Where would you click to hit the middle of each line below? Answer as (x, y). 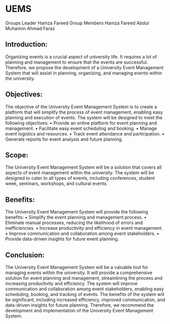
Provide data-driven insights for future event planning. (62, 239)
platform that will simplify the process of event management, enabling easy (84, 112)
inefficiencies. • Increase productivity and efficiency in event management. (84, 228)
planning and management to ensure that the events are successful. (77, 62)
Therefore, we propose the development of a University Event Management (84, 67)
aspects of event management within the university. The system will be (80, 173)
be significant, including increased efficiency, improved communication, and (85, 300)
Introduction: (26, 45)
